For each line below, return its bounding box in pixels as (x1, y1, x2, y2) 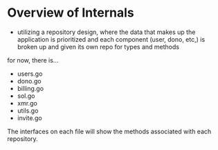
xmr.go (17, 99, 38, 107)
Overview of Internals (7, 5, 134, 21)
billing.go (17, 84, 44, 92)
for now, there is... (7, 56, 59, 64)
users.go (17, 69, 43, 78)
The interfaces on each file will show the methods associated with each (7, 127, 212, 135)
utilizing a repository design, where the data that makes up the (17, 28, 196, 36)
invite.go (17, 113, 43, 122)
